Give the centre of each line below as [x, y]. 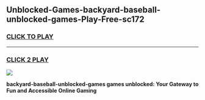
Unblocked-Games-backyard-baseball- [83, 10]
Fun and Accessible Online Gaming [52, 90]
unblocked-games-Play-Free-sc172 [75, 20]
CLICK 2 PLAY [27, 59]
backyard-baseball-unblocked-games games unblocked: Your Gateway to [103, 84]
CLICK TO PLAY [30, 37]
